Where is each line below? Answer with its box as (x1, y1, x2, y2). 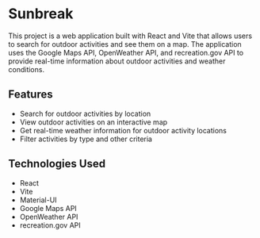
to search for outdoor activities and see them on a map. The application (8, 39, 242, 48)
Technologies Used (8, 157, 105, 171)
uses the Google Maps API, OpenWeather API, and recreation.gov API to (8, 48, 244, 57)
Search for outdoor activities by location (19, 109, 151, 118)
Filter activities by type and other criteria (19, 134, 153, 144)
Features (8, 88, 53, 102)
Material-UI (19, 195, 57, 205)
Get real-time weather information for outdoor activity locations (19, 125, 227, 135)
